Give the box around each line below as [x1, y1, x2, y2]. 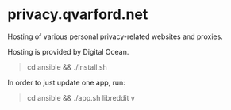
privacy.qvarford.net [7, 6, 148, 24]
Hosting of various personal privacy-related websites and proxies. [7, 32, 223, 41]
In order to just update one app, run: [7, 78, 126, 87]
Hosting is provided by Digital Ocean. [7, 47, 129, 56]
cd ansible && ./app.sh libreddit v [26, 93, 136, 102]
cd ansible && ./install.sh [26, 62, 108, 72]
